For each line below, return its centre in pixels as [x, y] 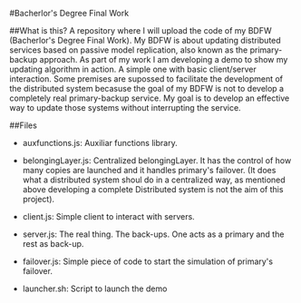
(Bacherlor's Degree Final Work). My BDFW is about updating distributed [145, 40]
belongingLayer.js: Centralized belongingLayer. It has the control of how [157, 161]
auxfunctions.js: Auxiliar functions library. [100, 143]
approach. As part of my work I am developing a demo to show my [164, 59]
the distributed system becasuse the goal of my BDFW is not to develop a [146, 88]
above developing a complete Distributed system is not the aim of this [153, 189]
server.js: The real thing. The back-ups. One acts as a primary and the [153, 234]
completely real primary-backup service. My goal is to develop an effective [150, 98]
